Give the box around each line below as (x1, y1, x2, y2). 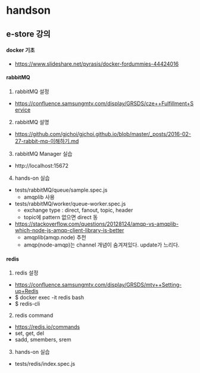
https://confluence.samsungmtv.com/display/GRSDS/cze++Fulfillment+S (14, 100, 194, 107)
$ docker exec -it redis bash (14, 294, 85, 301)
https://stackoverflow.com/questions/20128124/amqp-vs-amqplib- (14, 220, 179, 227)
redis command (14, 312, 54, 319)
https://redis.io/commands (14, 323, 80, 331)
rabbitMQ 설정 (14, 88, 49, 95)
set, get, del (14, 329, 45, 337)
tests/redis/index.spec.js (14, 360, 76, 368)
